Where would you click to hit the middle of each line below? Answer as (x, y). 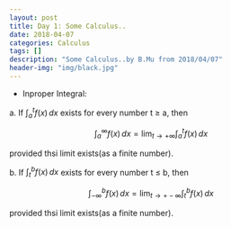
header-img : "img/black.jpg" (64, 68)
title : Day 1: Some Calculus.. (68, 26)
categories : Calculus (50, 43)
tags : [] (26, 51)
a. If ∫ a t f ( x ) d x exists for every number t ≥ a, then (99, 113)
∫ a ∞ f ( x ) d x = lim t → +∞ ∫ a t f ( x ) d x (151, 134)
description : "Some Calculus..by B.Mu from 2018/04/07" (116, 59)
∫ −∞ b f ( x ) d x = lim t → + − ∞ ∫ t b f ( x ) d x (151, 194)
